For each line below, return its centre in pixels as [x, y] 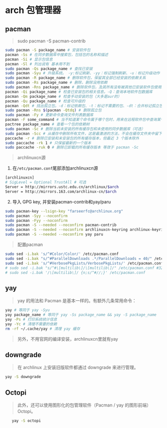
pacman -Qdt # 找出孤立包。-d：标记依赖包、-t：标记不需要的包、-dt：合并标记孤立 [82, 106]
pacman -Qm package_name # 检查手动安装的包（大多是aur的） [63, 96]
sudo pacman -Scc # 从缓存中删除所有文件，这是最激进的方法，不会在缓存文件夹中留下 [84, 133]
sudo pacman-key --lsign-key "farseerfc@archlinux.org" [64, 211]
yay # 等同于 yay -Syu [28, 310]
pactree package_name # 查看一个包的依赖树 [47, 124]
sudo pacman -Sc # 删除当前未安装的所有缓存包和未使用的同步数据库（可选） [75, 129]
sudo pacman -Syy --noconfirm [37, 216]
